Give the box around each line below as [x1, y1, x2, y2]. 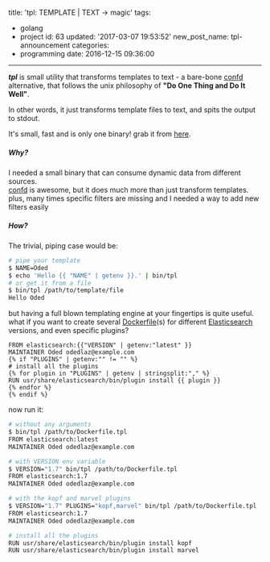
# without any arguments [8, 420, 92, 429]
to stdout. [8, 114, 40, 123]
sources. [8, 176, 38, 185]
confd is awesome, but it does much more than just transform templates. [8, 185, 249, 194]
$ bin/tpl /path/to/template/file [8, 286, 125, 294]
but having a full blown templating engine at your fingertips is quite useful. [8, 309, 255, 318]
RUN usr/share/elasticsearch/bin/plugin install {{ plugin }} [8, 377, 221, 385]
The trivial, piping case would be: [8, 240, 119, 250]
